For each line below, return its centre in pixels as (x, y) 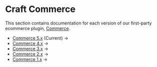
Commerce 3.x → (30, 48)
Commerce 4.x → (30, 43)
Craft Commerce (40, 9)
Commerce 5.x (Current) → (40, 38)
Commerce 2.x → (30, 54)
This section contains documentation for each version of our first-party (78, 23)
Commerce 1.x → (30, 59)
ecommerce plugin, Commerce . (38, 28)
